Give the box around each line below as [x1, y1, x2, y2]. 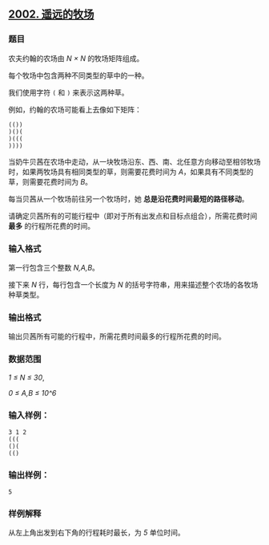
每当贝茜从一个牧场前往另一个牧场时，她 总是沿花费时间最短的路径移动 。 [8, 193, 249, 203]
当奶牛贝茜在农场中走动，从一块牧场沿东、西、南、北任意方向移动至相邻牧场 [8, 157, 261, 166]
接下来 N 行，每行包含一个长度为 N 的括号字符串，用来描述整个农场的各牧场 [8, 279, 259, 289]
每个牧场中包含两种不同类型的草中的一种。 [8, 71, 149, 80]
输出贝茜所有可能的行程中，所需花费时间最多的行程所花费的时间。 [8, 331, 226, 341]
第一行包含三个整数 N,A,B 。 [8, 262, 100, 272]
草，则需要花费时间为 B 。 [8, 177, 93, 186]
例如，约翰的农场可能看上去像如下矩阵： [8, 104, 142, 114]
